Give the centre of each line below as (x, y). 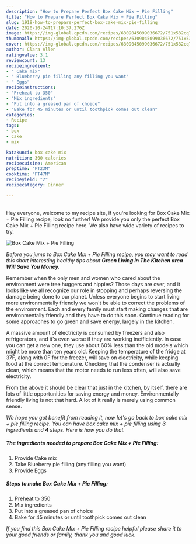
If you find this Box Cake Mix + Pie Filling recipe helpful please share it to (94, 528)
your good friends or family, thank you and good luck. (71, 535)
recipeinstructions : (31, 88)
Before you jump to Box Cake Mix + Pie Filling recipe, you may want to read (97, 254)
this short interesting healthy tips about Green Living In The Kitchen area (94, 260)
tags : (13, 126)
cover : (14, 44)
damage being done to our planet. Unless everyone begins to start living (93, 296)
